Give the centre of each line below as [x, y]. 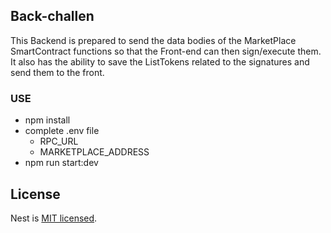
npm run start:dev [61, 163]
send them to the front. [57, 72]
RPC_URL [59, 141]
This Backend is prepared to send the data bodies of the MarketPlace [153, 40]
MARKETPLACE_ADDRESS [94, 152]
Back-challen [52, 16]
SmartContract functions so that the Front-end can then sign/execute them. [166, 51]
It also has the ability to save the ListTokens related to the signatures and [160, 61]
